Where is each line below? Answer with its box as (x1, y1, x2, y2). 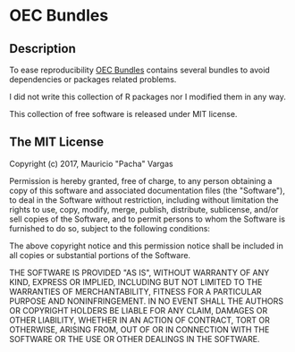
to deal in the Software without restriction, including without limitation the (9, 194, 279, 205)
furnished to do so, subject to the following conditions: (9, 222, 210, 233)
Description (9, 41, 76, 56)
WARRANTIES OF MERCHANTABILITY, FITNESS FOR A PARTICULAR (9, 286, 262, 297)
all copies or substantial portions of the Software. (9, 249, 190, 260)
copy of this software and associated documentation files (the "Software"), (9, 185, 286, 196)
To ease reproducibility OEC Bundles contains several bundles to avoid (9, 64, 270, 75)
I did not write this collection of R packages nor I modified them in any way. (9, 91, 286, 102)
